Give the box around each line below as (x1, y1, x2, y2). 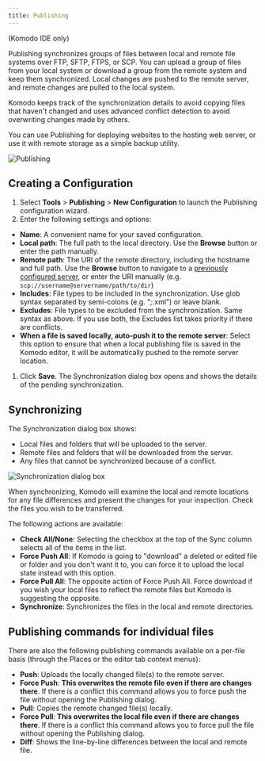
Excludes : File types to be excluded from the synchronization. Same (19, 306, 243, 315)
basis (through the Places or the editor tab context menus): (8, 655, 201, 664)
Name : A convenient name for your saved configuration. (19, 230, 203, 239)
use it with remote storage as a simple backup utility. (8, 138, 180, 147)
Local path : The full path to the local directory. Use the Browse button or (19, 239, 258, 248)
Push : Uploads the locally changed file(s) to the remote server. (19, 670, 225, 679)
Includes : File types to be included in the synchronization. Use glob (19, 289, 240, 298)
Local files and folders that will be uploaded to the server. (19, 439, 207, 449)
